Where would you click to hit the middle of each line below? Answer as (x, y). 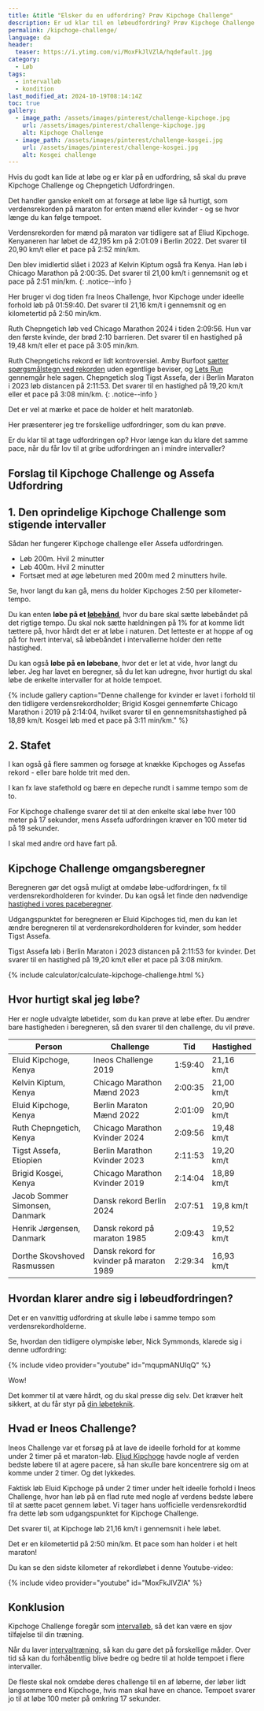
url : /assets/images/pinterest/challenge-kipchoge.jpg (114, 125)
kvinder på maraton (129, 1260)
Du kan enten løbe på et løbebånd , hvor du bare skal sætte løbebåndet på (128, 615)
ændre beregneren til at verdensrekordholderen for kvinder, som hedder (125, 928)
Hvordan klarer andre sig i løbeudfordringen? (121, 1298)
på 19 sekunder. (34, 828)
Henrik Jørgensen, (46, 1228)
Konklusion (37, 1607)
